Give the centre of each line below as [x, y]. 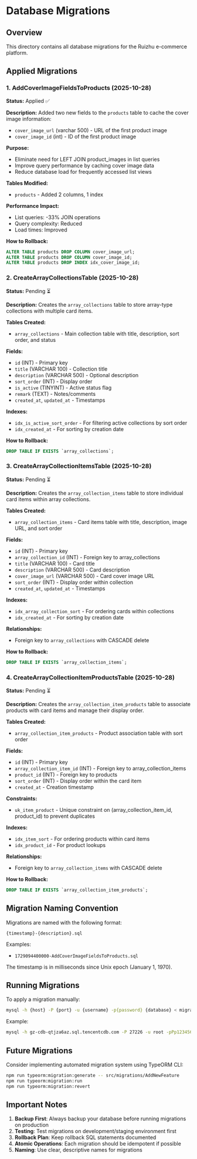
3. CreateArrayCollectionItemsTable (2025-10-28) [79, 466]
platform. [17, 53]
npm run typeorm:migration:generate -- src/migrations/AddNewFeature [93, 1076]
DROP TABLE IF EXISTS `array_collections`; [60, 451]
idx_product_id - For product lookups [60, 845]
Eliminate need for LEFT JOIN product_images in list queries [87, 159]
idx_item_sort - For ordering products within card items [82, 839]
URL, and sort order [38, 528]
